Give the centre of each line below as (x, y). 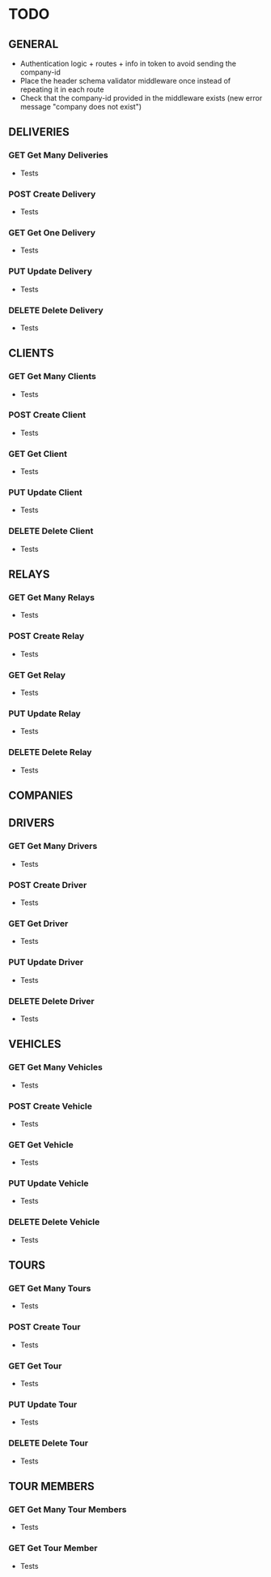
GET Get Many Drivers (53, 847)
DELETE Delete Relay (50, 752)
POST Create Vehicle (51, 1106)
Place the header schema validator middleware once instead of (125, 81)
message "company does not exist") (81, 107)
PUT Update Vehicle (49, 1183)
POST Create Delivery (52, 194)
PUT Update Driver (46, 963)
